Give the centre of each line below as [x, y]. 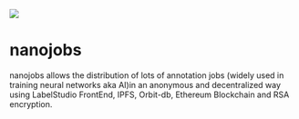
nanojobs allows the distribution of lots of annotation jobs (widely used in [147, 75]
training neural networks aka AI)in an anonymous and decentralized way [145, 84]
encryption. [31, 104]
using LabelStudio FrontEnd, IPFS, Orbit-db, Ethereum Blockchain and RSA [149, 94]
